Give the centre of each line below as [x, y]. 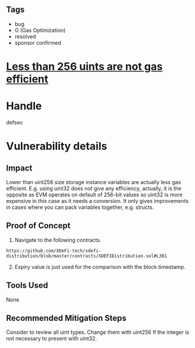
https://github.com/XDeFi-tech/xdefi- [54, 251]
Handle [24, 106]
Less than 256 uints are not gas [85, 67]
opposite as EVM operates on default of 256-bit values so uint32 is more [94, 195]
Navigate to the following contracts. [58, 240]
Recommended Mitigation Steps [66, 318]
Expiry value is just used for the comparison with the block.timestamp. [100, 267]
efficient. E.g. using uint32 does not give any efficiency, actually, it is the [94, 188]
